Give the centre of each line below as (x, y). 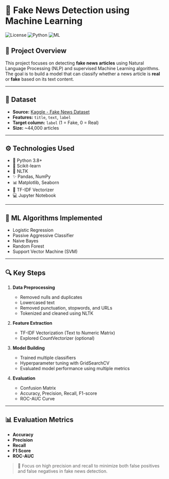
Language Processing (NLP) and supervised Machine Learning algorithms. (82, 68)
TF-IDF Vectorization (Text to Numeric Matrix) (68, 333)
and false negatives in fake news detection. (62, 471)
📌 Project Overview (36, 51)
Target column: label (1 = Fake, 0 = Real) (56, 123)
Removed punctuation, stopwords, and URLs (66, 308)
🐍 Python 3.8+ (27, 160)
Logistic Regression (33, 230)
